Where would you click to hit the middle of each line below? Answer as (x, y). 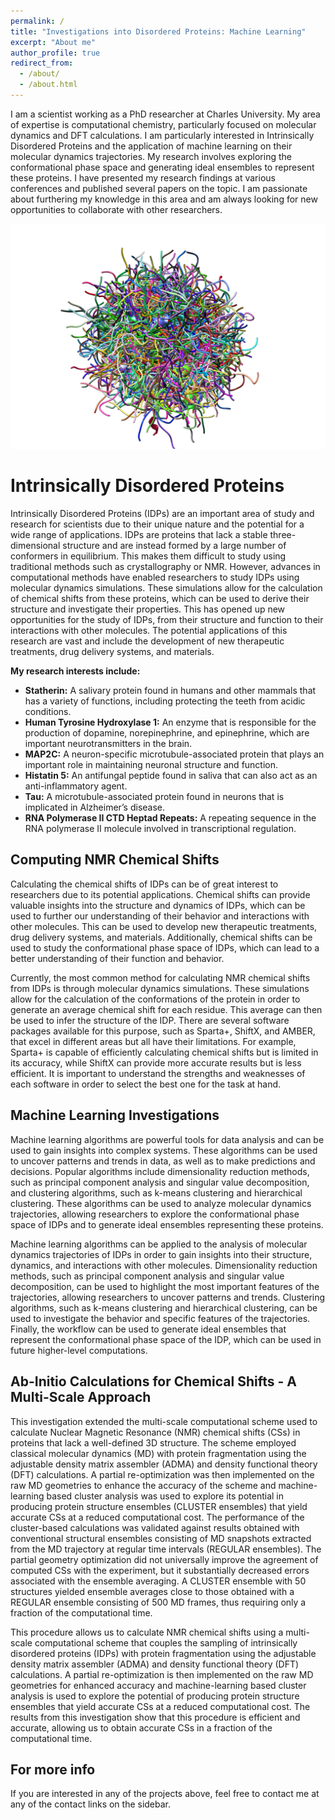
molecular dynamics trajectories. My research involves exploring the (151, 156)
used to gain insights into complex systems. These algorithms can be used (164, 1150)
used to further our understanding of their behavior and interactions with (160, 916)
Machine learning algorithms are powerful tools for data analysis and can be (167, 1139)
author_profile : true (55, 53)
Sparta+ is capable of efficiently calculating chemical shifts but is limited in (164, 1052)
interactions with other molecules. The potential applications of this (149, 631)
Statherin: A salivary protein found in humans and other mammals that (170, 691)
